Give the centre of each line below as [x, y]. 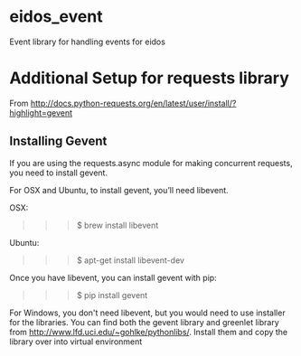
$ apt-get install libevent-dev [131, 260]
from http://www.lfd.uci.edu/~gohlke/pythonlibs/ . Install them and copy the [149, 332]
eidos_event [56, 17]
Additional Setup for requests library [149, 78]
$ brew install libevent [118, 225]
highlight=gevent [41, 112]
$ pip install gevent [112, 295]
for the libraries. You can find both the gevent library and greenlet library [145, 322]
